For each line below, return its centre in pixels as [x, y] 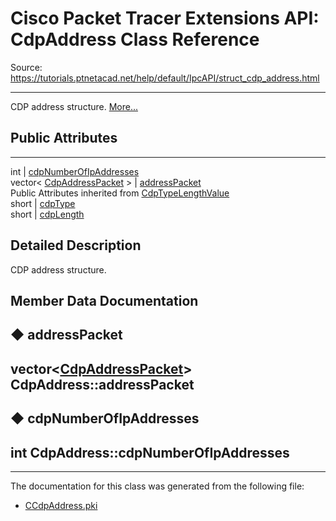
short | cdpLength [47, 214]
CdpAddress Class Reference [135, 39]
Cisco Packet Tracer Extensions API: [165, 18]
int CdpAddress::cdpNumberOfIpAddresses [150, 452]
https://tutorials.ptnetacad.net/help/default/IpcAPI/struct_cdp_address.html [165, 78]
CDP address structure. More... [74, 106]
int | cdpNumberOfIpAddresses [75, 171]
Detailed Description [76, 245]
